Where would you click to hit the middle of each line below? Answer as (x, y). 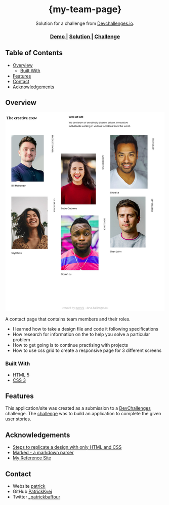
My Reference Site (32, 458)
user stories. (18, 419)
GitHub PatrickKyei (32, 492)
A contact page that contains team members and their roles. (68, 319)
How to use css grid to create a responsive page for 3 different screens (87, 350)
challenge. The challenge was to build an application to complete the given (83, 414)
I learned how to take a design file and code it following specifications (85, 329)
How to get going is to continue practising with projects (70, 345)
